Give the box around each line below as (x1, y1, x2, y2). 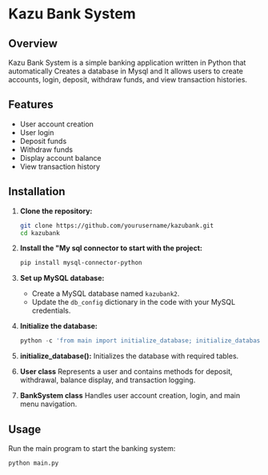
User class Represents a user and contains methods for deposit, (19, 367, 234, 377)
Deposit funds (19, 136, 67, 146)
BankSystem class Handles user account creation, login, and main (19, 391, 241, 401)
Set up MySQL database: (19, 273, 105, 283)
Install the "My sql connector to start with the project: (19, 243, 202, 253)
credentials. (31, 305, 71, 316)
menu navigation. (19, 399, 78, 409)
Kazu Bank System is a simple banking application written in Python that (8, 58, 246, 67)
